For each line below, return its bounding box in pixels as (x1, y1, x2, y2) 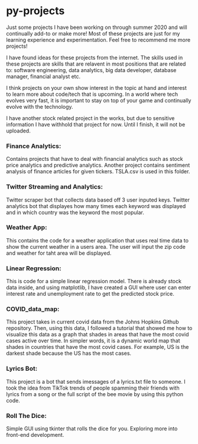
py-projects (6, 4, 65, 18)
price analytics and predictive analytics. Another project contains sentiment (6, 161, 190, 169)
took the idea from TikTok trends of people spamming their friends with (6, 384, 180, 391)
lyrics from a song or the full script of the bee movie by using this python (6, 390, 184, 397)
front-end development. (6, 432, 64, 439)
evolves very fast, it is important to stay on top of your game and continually (6, 96, 191, 104)
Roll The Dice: (6, 411, 47, 420)
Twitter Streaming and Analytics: (6, 183, 103, 191)
